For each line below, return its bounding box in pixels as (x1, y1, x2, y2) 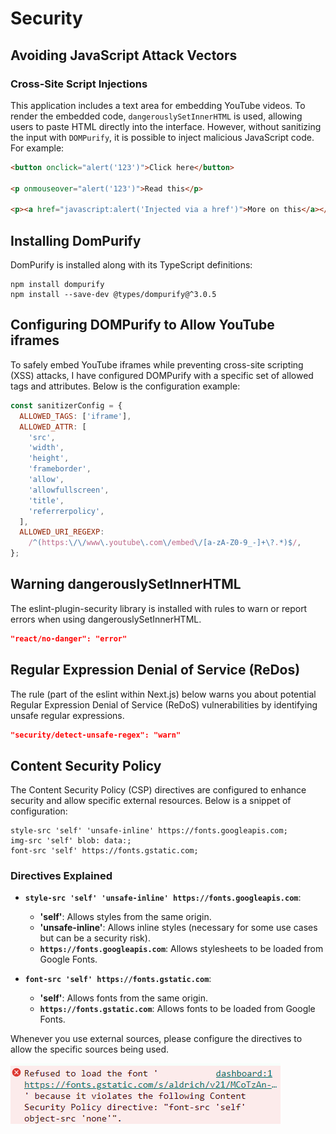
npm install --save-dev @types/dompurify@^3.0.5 (10, 290, 217, 300)
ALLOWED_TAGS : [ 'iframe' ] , (19, 411, 132, 421)
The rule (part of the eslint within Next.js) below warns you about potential (10, 688, 317, 700)
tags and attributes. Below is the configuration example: (10, 380, 241, 392)
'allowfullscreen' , (28, 485, 110, 495)
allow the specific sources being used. (10, 1043, 170, 1056)
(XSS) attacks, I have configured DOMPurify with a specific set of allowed (10, 369, 314, 381)
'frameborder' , (28, 464, 92, 474)
